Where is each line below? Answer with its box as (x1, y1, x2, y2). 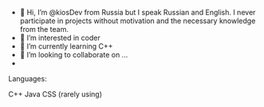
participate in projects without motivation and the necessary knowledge (19, 16, 256, 26)
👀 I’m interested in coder (19, 33, 101, 42)
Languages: (8, 74, 47, 83)
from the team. (19, 25, 69, 34)
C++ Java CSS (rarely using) (8, 89, 102, 99)
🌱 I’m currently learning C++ (19, 42, 113, 51)
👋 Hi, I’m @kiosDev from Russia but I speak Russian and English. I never (19, 8, 256, 17)
